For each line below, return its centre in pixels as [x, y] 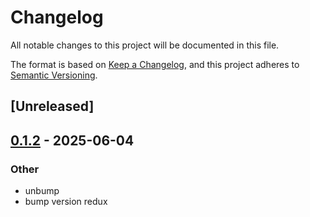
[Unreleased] [52, 106]
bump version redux [66, 202]
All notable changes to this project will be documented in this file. [145, 45]
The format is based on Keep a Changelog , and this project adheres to [155, 64]
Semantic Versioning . [54, 75]
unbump [42, 191]
